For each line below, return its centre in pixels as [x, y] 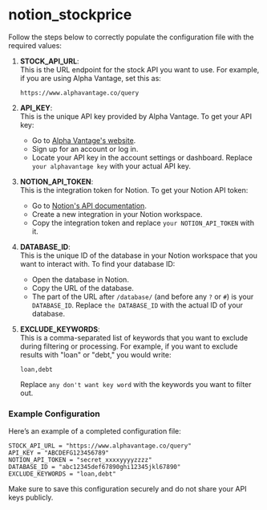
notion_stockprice [70, 15]
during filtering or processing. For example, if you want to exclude [129, 346]
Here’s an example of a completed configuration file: [95, 431]
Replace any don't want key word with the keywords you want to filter [136, 384]
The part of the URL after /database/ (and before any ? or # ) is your [143, 296]
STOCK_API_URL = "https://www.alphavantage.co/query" [100, 446]
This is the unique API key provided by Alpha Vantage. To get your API [136, 116]
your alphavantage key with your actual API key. [111, 165]
